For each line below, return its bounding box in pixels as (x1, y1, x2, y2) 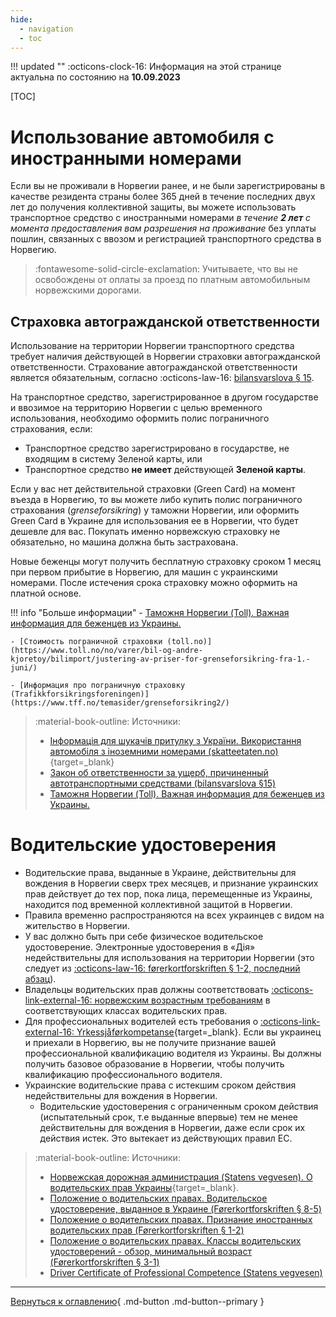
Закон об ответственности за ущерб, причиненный (49, 767, 269, 779)
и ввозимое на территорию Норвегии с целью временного (10, 402, 263, 414)
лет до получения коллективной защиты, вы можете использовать (10, 201, 297, 213)
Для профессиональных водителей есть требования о (24, 1016, 259, 1028)
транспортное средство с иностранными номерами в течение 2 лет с (10, 212, 312, 224)
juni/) (10, 663, 38, 673)
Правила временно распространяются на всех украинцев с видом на (24, 909, 325, 921)
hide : (10, 14, 33, 25)
